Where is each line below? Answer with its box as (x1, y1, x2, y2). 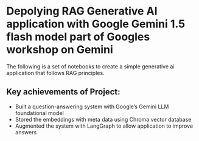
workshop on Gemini (6, 43, 114, 57)
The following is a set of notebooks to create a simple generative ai (6, 62, 175, 70)
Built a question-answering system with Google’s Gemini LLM (15, 103, 169, 110)
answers (15, 128, 37, 136)
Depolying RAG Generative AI (6, 4, 158, 18)
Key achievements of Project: (6, 87, 120, 97)
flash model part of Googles (6, 30, 150, 44)
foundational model (15, 109, 64, 116)
